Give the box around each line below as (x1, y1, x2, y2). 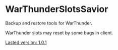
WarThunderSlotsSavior (5, 3, 108, 15)
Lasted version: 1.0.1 (5, 39, 47, 45)
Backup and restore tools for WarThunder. (5, 20, 92, 26)
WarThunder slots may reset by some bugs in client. (5, 29, 113, 35)
